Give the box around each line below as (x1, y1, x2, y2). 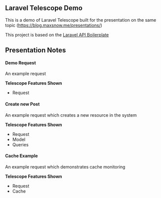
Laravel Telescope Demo (5, 4, 83, 12)
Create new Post (5, 101, 40, 107)
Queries (12, 141, 29, 147)
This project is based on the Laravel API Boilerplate (5, 32, 109, 37)
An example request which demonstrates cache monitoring (5, 164, 125, 169)
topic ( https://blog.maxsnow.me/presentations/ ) (5, 22, 103, 28)
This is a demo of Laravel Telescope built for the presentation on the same (5, 17, 157, 23)
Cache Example (5, 153, 38, 159)
